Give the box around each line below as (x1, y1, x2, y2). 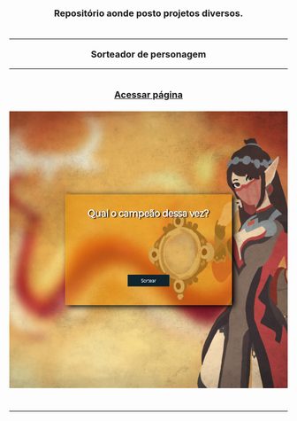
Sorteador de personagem (90, 48, 207, 60)
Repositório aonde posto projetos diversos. (53, 7, 244, 19)
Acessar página (114, 89, 183, 101)
